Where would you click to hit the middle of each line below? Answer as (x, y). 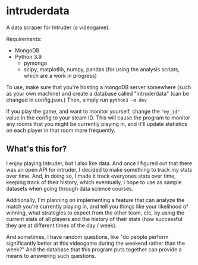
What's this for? (37, 149)
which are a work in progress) (60, 75)
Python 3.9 (28, 56)
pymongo (35, 63)
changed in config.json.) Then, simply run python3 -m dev (77, 100)
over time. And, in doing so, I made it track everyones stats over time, (91, 176)
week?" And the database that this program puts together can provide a (94, 249)
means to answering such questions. (51, 255)
